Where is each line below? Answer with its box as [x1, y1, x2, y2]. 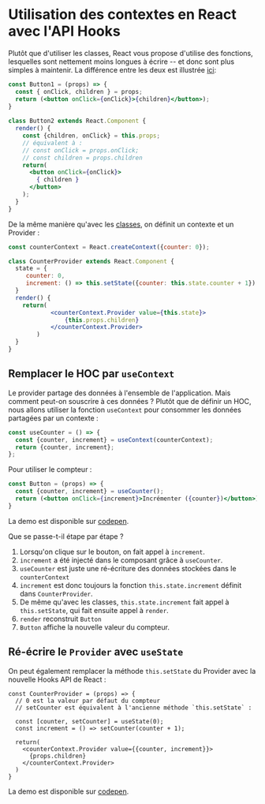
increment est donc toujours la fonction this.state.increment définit [19, 580, 242, 589]
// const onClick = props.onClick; [22, 146, 140, 155]
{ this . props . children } [64, 316, 140, 324]
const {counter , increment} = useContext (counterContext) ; [15, 436, 214, 443]
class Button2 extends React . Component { [8, 117, 147, 125]
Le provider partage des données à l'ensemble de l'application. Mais [8, 388, 231, 398]
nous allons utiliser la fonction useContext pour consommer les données [8, 405, 242, 414]
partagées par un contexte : [8, 413, 99, 423]
